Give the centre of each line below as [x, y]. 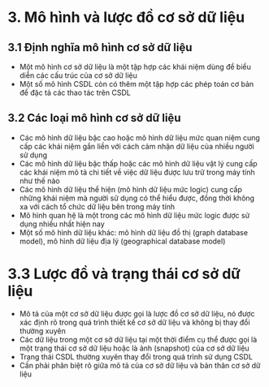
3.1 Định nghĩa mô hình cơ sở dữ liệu [100, 47]
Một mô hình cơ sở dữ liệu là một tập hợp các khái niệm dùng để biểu [135, 67]
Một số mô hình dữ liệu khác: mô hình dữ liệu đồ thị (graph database [134, 232]
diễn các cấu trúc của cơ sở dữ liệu [78, 75]
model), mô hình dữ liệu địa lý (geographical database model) [122, 241]
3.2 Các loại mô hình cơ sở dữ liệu [94, 118]
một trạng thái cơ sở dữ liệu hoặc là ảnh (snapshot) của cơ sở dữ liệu [134, 348]
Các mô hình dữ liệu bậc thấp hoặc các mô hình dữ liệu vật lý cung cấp [138, 163]
